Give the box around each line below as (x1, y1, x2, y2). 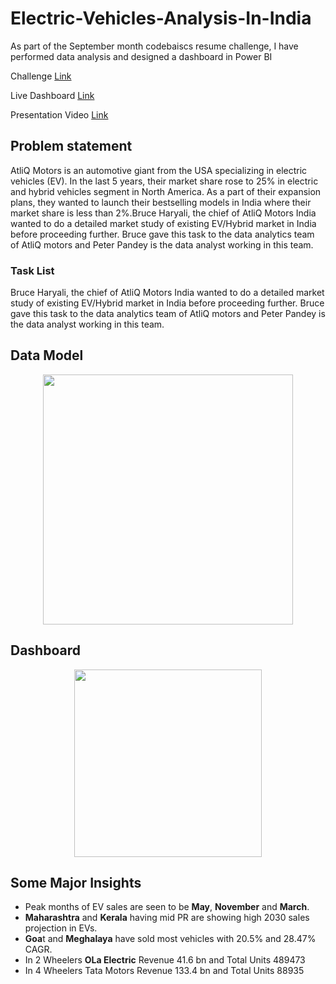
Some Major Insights (10, 875, 142, 892)
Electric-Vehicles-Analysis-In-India (10, 7, 312, 30)
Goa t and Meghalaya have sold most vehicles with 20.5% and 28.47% (24, 933, 317, 945)
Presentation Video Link (10, 108, 109, 121)
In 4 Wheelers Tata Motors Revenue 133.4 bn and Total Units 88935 (24, 965, 305, 977)
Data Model (10, 347, 84, 364)
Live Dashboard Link (10, 89, 95, 101)
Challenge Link (10, 70, 72, 82)
